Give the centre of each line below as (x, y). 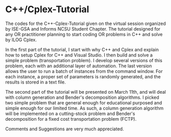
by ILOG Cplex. (21, 40)
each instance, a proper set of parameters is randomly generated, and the (83, 76)
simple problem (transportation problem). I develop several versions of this (84, 60)
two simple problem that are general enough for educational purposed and (84, 102)
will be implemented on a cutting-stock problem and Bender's (70, 114)
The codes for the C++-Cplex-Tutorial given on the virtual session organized (86, 23)
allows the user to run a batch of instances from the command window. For (84, 71)
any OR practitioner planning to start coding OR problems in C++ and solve (84, 34)
